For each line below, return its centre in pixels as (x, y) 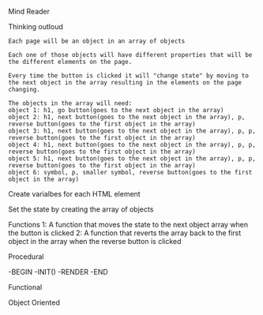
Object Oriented (34, 302)
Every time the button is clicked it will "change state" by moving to (128, 76)
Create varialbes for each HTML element (74, 194)
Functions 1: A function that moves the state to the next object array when (128, 225)
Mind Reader (29, 11)
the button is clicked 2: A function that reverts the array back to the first (125, 233)
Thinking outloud (36, 26)
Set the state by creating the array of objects (81, 209)
